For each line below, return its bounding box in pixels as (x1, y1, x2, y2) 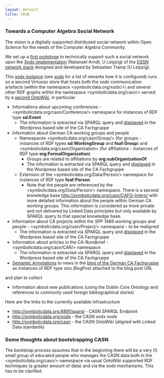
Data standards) (12, 324, 45, 330)
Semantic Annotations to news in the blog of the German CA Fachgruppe (12, 260, 159, 266)
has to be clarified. (5, 368, 43, 374)
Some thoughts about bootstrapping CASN (5, 336, 109, 343)
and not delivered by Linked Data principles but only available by (26, 208, 157, 213)
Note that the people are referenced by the (26, 182, 113, 188)
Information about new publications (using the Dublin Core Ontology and (12, 284, 158, 290)
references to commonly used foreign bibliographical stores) (12, 289, 134, 295)
